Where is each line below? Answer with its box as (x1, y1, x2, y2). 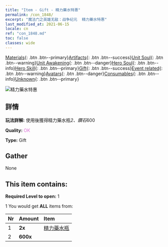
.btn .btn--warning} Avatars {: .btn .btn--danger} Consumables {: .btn (5, 70, 146, 77)
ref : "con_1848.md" (5, 31, 47, 36)
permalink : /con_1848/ (5, 12, 53, 17)
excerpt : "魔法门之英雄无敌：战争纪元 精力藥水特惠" (5, 17, 107, 22)
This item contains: (5, 180, 68, 188)
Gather (5, 152, 28, 160)
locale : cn (5, 26, 29, 31)
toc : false (5, 36, 29, 41)
